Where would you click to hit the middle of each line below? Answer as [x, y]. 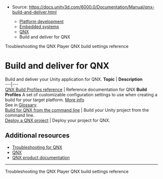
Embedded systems [39, 27]
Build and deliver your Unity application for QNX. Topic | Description [74, 79]
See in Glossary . [21, 105]
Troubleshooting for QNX [37, 147]
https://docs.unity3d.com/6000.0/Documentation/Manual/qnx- [92, 7]
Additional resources [37, 136]
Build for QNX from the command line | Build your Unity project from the [77, 110]
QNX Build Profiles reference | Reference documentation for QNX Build [76, 89]
